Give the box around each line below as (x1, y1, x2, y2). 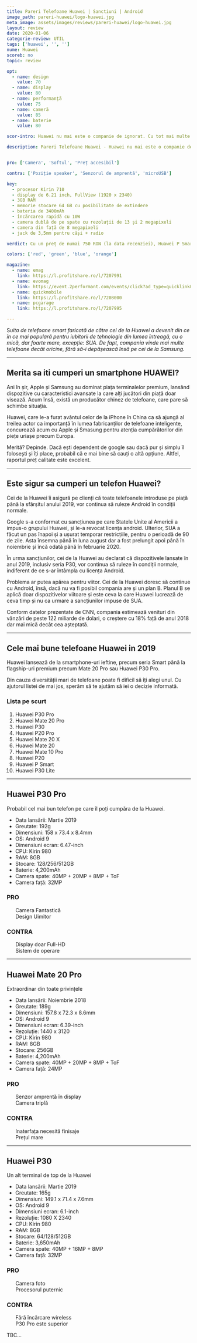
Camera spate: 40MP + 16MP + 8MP (15, 1246, 103, 1253)
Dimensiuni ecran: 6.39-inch (15, 1021, 84, 1028)
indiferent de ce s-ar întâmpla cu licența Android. (6, 567, 125, 574)
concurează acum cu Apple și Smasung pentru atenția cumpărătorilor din (6, 426, 183, 433)
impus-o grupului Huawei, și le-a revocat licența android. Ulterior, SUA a (6, 524, 181, 531)
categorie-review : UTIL (6, 36, 65, 42)
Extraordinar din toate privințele (6, 985, 83, 992)
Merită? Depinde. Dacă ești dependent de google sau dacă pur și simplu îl (6, 444, 185, 451)
